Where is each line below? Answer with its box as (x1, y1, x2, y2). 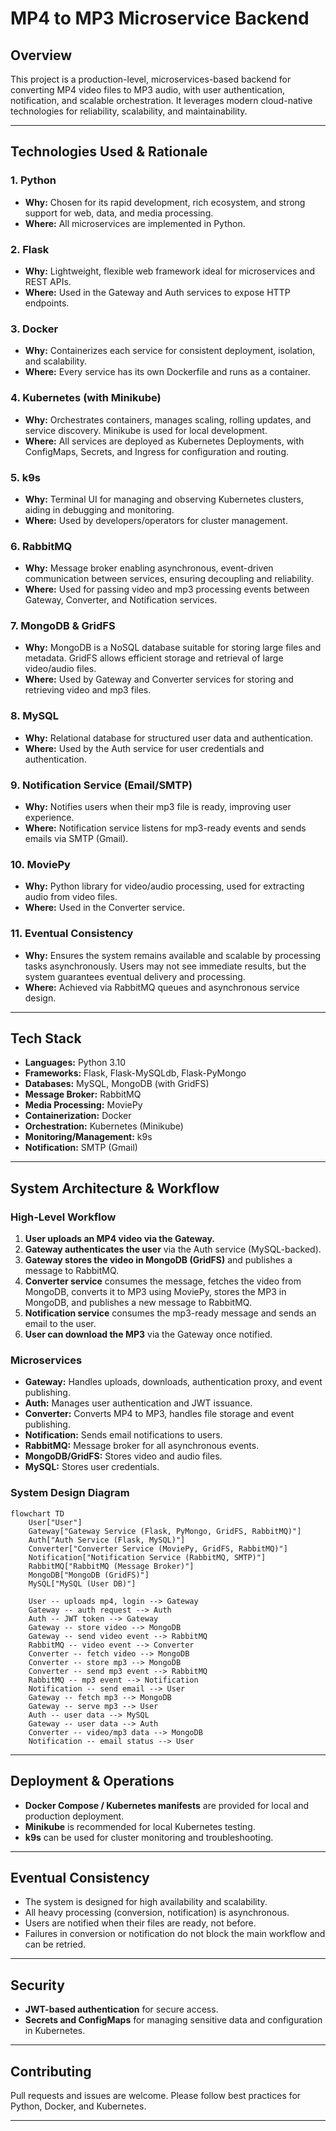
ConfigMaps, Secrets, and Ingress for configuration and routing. (24, 445, 290, 457)
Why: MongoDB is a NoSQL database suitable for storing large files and (24, 642, 322, 654)
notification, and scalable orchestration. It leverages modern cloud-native (10, 95, 313, 106)
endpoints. (24, 297, 70, 309)
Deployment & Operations (10, 1773, 175, 1790)
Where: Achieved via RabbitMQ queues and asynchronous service (24, 981, 300, 993)
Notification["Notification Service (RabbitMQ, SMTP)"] (28, 1552, 267, 1562)
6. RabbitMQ (10, 539, 73, 553)
